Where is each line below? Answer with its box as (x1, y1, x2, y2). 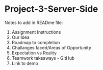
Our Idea (11, 34, 30, 40)
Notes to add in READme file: (4, 20, 63, 25)
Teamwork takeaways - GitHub (11, 55, 75, 61)
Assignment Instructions (11, 29, 61, 35)
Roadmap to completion (11, 39, 60, 45)
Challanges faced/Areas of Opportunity (11, 45, 92, 50)
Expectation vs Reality (11, 50, 57, 56)
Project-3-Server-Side (4, 3, 99, 15)
